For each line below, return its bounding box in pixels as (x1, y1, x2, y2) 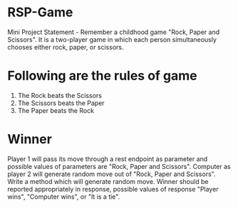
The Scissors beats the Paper (17, 99, 105, 107)
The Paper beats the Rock (17, 106, 95, 114)
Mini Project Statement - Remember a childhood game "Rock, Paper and (7, 28, 220, 36)
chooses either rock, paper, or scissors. (7, 43, 124, 51)
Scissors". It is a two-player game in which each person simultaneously (7, 35, 217, 43)
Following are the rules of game (7, 68, 197, 84)
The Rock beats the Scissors (17, 91, 102, 99)
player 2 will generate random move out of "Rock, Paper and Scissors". (7, 170, 216, 178)
